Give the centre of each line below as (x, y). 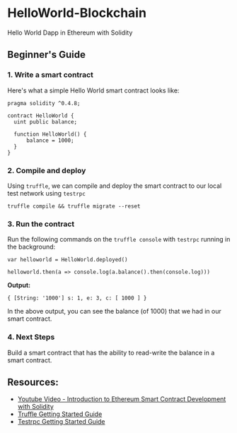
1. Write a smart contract (51, 75)
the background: (31, 247)
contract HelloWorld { (41, 115)
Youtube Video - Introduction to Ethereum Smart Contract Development (122, 399)
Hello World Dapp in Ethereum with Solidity (70, 32)
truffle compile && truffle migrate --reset (74, 206)
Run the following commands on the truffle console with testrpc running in (119, 239)
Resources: (33, 382)
